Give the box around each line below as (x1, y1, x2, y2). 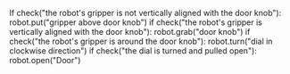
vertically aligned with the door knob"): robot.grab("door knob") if (9, 27, 251, 37)
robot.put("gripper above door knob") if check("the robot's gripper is (9, 17, 263, 28)
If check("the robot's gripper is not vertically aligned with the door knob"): (9, 8, 282, 18)
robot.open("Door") (9, 55, 81, 65)
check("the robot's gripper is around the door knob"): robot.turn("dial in (9, 36, 273, 46)
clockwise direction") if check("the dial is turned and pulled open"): (9, 45, 257, 56)
